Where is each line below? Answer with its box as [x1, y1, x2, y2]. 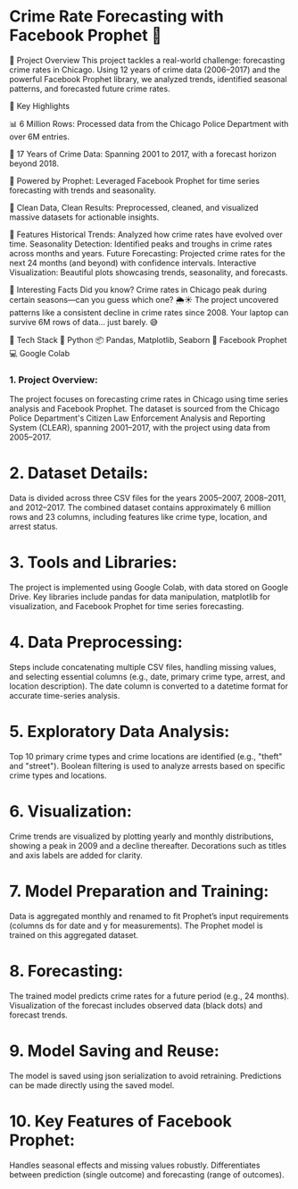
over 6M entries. [9, 131, 70, 142]
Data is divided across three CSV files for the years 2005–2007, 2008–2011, [9, 493, 286, 504]
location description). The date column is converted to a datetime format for [9, 681, 288, 691]
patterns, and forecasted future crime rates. [9, 83, 171, 94]
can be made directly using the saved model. [9, 1079, 175, 1091]
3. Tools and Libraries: [9, 552, 178, 573]
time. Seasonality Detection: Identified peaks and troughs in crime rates [9, 239, 273, 249]
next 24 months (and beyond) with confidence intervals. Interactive [9, 257, 257, 268]
